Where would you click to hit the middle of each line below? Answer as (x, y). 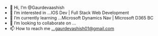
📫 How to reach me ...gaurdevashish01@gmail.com (62, 28)
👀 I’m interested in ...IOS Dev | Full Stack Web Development (69, 13)
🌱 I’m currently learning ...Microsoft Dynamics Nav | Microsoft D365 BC (81, 18)
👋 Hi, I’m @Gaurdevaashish (37, 8)
